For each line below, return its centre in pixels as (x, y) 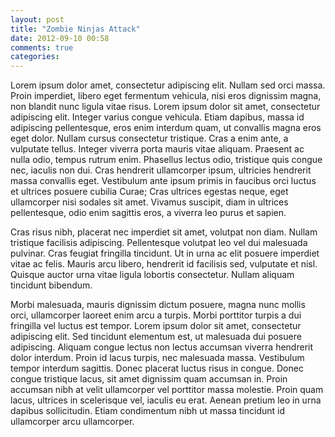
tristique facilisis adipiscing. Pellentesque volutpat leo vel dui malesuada (159, 243)
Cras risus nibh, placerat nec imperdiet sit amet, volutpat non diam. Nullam (164, 232)
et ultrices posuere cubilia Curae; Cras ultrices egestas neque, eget (149, 192)
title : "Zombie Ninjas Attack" (75, 29)
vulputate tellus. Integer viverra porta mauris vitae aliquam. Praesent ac (157, 149)
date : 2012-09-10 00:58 (60, 38)
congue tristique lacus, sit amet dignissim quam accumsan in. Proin (149, 379)
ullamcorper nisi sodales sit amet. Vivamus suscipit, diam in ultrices (149, 202)
